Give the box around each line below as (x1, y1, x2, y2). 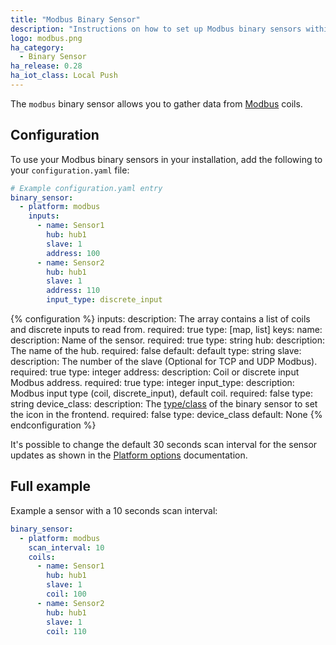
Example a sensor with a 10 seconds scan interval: (10, 504, 218, 516)
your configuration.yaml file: (10, 164, 130, 176)
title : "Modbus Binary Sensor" (10, 14, 141, 25)
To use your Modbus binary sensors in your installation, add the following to (10, 153, 323, 165)
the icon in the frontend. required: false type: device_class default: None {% (10, 409, 323, 421)
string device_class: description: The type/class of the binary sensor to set (10, 398, 318, 410)
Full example (10, 478, 92, 495)
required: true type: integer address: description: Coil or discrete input (10, 366, 300, 378)
